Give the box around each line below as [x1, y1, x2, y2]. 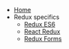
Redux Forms [23, 35, 62, 43]
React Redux [23, 27, 61, 35]
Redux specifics [13, 13, 60, 21]
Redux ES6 [23, 20, 56, 28]
